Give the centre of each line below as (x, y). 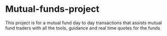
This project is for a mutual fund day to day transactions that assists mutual (83, 23)
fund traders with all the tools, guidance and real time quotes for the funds (83, 28)
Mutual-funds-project (52, 9)
